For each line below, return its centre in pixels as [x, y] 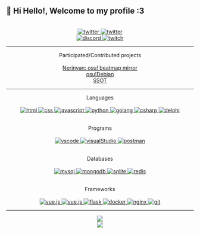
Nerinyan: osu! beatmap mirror [100, 68]
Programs [100, 128]
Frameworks [100, 189]
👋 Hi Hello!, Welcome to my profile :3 [75, 11]
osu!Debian [100, 74]
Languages [100, 97]
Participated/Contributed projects [100, 55]
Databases [100, 158]
